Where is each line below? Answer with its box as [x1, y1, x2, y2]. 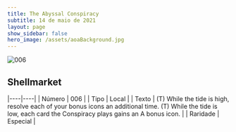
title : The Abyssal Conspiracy [7, 10, 99, 18]
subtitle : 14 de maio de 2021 [7, 17, 97, 24]
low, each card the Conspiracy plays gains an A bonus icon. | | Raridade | [7, 110, 220, 118]
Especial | [7, 117, 36, 125]
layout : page [7, 23, 46, 30]
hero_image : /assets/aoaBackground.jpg [7, 37, 125, 44]
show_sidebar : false [7, 29, 68, 37]
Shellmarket [7, 76, 62, 88]
